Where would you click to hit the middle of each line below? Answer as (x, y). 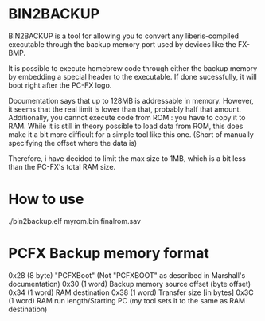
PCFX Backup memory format (109, 254)
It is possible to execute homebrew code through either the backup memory (133, 68)
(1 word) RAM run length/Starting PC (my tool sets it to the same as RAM (127, 300)
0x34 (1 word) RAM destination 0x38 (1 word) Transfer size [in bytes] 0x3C (131, 292)
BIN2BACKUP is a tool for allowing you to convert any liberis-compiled (123, 36)
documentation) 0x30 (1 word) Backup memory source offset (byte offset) (130, 284)
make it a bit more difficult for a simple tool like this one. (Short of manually (131, 134)
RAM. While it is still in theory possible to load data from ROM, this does (126, 126)
